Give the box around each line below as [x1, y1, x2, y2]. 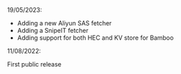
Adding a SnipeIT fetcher [17, 27, 88, 34]
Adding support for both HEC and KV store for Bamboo [17, 34, 174, 42]
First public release [7, 60, 62, 68]
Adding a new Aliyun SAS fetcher [17, 19, 112, 27]
